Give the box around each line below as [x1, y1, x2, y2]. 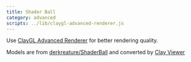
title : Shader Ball [6, 9, 56, 15]
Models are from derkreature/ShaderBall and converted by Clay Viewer [6, 49, 185, 56]
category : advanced [6, 15, 56, 21]
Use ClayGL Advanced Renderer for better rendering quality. [6, 37, 159, 44]
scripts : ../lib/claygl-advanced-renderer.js [6, 20, 124, 26]
